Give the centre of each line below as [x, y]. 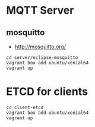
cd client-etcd [25, 107]
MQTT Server [40, 10]
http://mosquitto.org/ [40, 47]
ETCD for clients [47, 92]
